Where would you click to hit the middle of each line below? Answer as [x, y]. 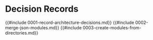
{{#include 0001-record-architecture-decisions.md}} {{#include [70, 22]
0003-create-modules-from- [112, 27]
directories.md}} [22, 33]
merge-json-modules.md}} [32, 27]
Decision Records [42, 9]
